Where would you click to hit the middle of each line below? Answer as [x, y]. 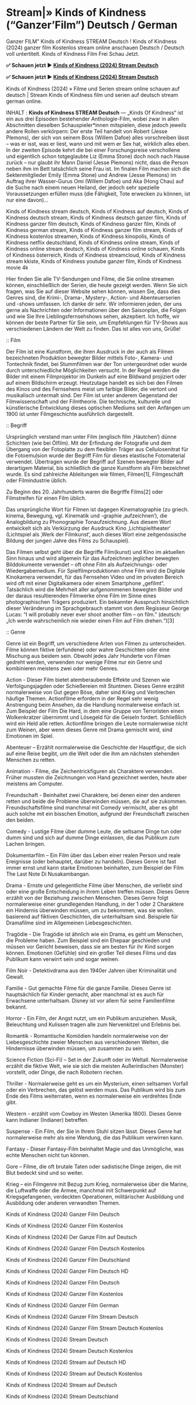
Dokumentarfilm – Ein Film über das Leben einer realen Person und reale [93, 855]
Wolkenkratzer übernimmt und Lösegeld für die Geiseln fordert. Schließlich [96, 717]
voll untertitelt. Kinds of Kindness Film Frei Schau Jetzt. [73, 53]
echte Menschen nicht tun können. [48, 1155]
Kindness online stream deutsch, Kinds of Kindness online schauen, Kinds [96, 248]
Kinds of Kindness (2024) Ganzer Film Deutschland [68, 1259]
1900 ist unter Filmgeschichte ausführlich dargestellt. [70, 414]
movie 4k [17, 267]
